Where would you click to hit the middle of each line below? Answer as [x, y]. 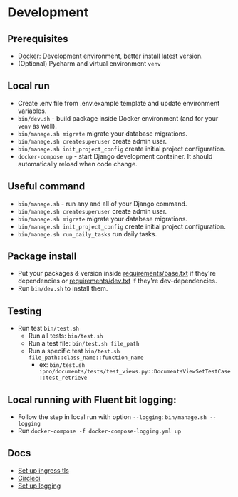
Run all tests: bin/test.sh [66, 336]
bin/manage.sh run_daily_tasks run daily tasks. [87, 234]
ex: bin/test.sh [62, 365]
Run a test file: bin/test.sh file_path [84, 343]
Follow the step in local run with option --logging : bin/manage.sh [112, 417]
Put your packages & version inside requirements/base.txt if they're [117, 273]
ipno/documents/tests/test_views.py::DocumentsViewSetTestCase [135, 372]
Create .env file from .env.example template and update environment [119, 103]
